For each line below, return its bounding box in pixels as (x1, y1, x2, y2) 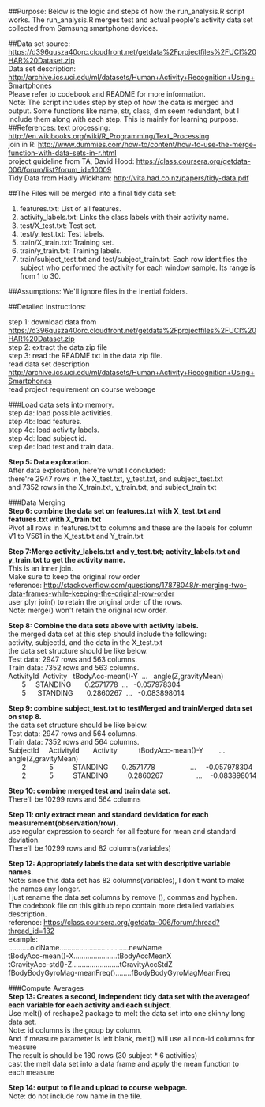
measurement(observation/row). (8, 818, 118, 828)
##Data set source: (8, 39, 71, 48)
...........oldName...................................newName (8, 943, 162, 952)
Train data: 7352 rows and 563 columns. (8, 663, 140, 672)
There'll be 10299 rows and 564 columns (8, 794, 141, 804)
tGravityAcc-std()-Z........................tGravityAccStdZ (8, 960, 174, 969)
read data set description (8, 359, 90, 369)
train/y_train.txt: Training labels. (19, 246, 122, 256)
